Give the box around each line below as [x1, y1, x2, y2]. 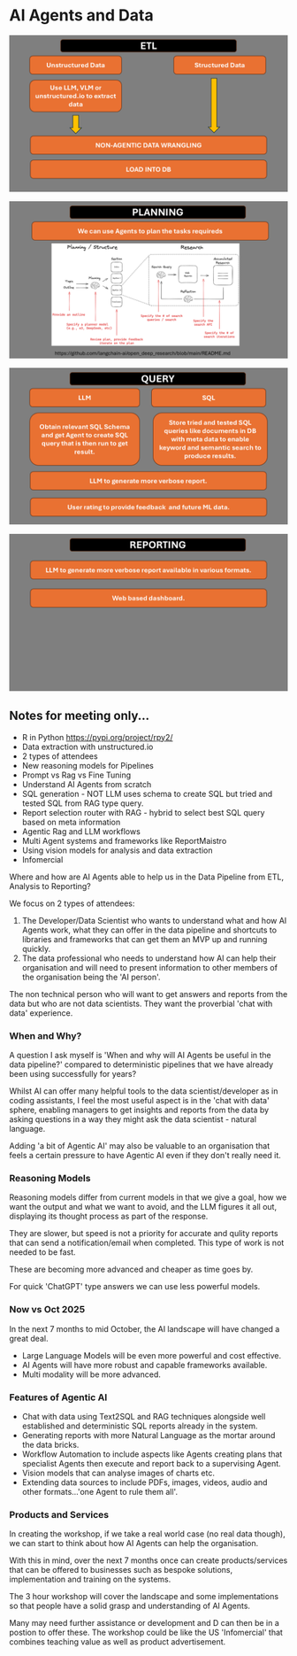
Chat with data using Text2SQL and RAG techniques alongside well [21, 1411, 266, 1421]
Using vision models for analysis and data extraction [21, 845, 213, 855]
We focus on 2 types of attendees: [9, 898, 135, 909]
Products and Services [9, 1508, 109, 1521]
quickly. [21, 943, 51, 954]
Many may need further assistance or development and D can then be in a [9, 1618, 280, 1629]
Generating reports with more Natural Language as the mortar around [21, 1429, 276, 1440]
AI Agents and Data [9, 5, 154, 26]
